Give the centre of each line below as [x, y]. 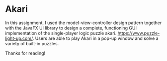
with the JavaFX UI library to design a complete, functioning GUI [71, 28]
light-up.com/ [19, 38]
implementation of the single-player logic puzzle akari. [61, 33]
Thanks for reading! [25, 53]
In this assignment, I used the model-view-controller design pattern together [83, 23]
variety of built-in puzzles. [32, 43]
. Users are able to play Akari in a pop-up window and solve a [95, 38]
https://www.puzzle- [139, 33]
